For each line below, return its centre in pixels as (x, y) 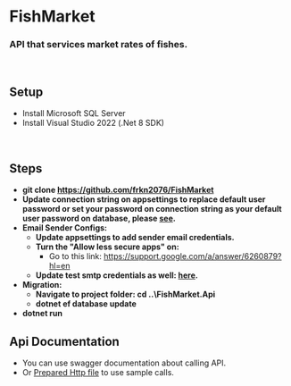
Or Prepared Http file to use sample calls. (98, 372)
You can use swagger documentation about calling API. (124, 363)
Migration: (42, 285)
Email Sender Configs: (65, 228)
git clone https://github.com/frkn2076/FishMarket (118, 190)
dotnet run (42, 314)
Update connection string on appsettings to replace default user (144, 199)
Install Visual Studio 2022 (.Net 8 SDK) (93, 123)
